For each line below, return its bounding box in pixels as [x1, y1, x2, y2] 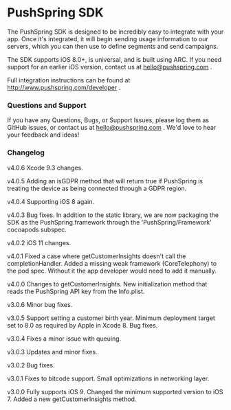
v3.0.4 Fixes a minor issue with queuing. [7, 334, 122, 343]
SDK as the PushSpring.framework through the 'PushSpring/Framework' [7, 218, 212, 226]
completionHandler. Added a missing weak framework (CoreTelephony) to [7, 259, 217, 267]
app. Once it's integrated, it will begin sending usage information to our [7, 34, 208, 43]
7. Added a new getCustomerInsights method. [7, 395, 137, 403]
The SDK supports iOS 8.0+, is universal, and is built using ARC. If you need [7, 55, 222, 63]
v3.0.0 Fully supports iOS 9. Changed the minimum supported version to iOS [7, 387, 223, 396]
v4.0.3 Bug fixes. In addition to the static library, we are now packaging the [7, 211, 219, 219]
